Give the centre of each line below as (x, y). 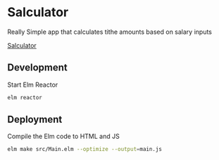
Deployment (35, 119)
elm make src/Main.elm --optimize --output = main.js (85, 149)
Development (38, 68)
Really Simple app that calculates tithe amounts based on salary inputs (110, 32)
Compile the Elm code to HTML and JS (63, 136)
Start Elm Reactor (33, 85)
